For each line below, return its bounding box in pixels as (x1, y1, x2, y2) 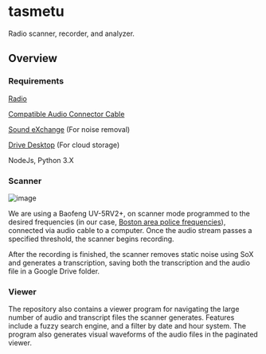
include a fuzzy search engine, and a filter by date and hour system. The (8, 321, 247, 331)
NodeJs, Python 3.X (8, 155, 74, 165)
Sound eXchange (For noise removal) (8, 124, 131, 134)
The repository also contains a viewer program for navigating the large (8, 305, 240, 314)
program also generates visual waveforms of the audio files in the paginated (8, 329, 259, 340)
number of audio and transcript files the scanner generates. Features (8, 313, 235, 322)
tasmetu (8, 2, 65, 21)
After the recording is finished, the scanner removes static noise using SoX (8, 249, 254, 259)
